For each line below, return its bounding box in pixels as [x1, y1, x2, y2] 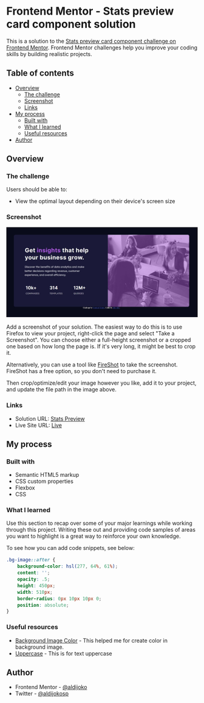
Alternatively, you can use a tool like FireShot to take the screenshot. [6, 361, 178, 368]
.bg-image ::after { [6, 557, 56, 563]
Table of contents [6, 68, 74, 79]
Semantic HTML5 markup [15, 471, 80, 479]
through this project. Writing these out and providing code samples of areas [6, 526, 196, 533]
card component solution [6, 17, 136, 31]
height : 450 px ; [17, 582, 56, 589]
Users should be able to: [6, 186, 68, 193]
